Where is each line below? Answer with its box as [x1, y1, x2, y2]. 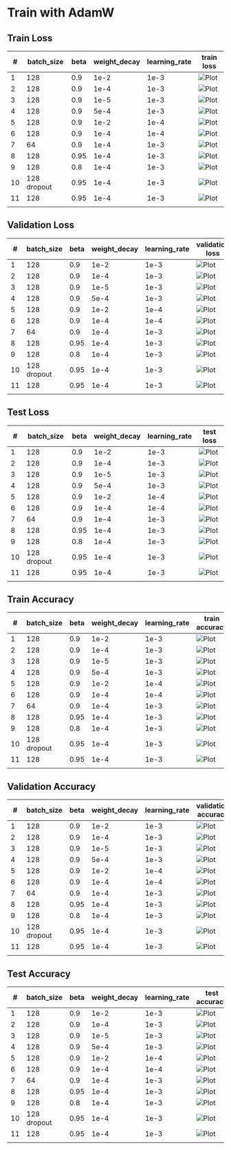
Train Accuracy [7, 594, 74, 605]
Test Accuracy [7, 968, 71, 979]
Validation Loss [7, 219, 75, 231]
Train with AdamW [7, 5, 115, 21]
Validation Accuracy [7, 780, 96, 793]
